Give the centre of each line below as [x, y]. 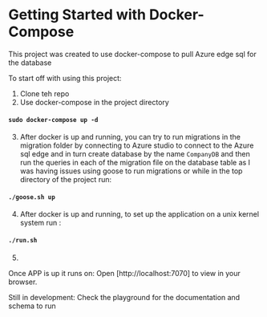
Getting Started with [77, 15]
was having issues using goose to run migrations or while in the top [131, 171]
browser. [23, 282]
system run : [40, 223]
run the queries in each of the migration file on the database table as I [135, 163]
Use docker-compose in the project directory [95, 102]
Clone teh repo [44, 93]
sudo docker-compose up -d [53, 120]
